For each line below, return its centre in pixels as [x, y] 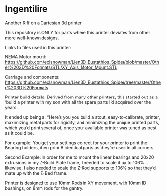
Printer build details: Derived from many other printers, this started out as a [82, 97]
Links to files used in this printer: [38, 47]
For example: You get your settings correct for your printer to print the [76, 143]
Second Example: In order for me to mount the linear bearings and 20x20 [80, 157]
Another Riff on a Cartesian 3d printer [43, 23]
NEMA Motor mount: [26, 57]
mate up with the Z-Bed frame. [36, 173]
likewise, [14, 168]
